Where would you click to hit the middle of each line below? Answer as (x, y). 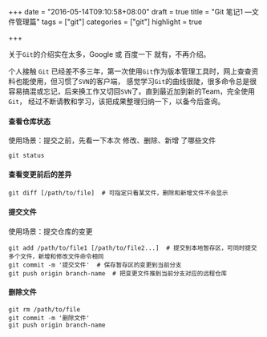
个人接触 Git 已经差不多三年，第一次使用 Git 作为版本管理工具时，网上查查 (130, 71)
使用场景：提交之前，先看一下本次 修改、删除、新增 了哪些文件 (112, 140)
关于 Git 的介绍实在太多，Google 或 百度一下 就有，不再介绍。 (109, 54)
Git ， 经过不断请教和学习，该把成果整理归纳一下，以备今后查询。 (117, 101)
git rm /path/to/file (44, 309)
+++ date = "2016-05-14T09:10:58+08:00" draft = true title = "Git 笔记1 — (130, 12)
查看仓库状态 (29, 121)
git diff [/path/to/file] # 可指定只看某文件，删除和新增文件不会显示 (118, 193)
